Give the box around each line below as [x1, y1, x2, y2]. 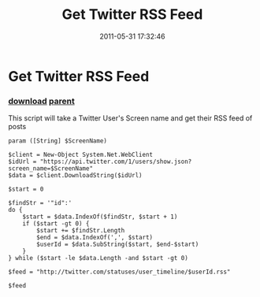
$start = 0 [8, 185, 44, 194]
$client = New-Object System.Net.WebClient [8, 151, 154, 159]
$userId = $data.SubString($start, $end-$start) [36, 240, 199, 249]
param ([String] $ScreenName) [8, 137, 108, 145]
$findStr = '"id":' [8, 199, 72, 207]
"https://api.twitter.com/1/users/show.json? [39, 158, 192, 166]
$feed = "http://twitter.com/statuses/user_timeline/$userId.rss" [8, 268, 231, 277]
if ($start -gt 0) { [22, 220, 90, 228]
